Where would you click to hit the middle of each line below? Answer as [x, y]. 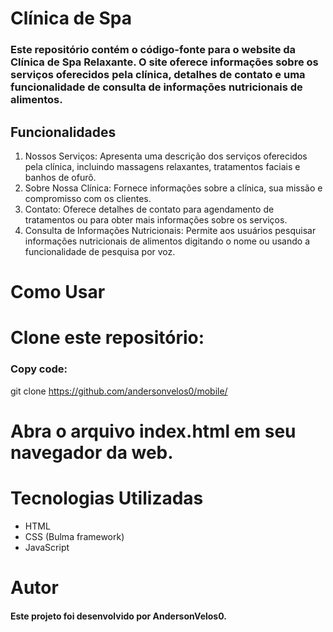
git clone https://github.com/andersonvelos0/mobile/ [119, 391]
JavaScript [47, 547]
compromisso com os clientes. [88, 198]
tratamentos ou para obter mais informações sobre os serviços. [156, 219]
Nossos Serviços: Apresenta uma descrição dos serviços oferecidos [166, 156]
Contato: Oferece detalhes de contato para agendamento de [149, 209]
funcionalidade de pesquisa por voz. [100, 251]
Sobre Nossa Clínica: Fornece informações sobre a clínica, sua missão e [173, 188]
